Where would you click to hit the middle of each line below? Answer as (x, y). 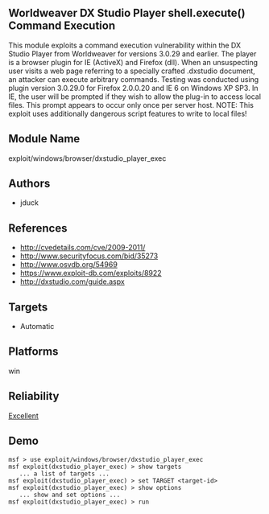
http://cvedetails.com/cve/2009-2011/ (83, 248)
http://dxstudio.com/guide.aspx (72, 282)
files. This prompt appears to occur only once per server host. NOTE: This (131, 105)
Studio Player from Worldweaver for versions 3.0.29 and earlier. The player (132, 53)
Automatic (37, 327)
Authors (29, 184)
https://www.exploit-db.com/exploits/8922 (91, 273)
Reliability (34, 396)
